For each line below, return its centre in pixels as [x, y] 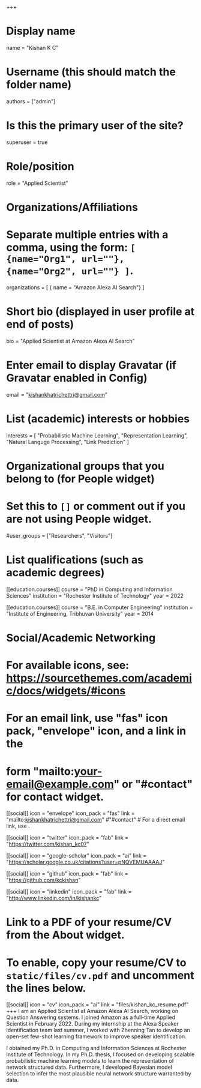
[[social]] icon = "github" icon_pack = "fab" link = [67, 874]
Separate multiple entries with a [87, 235]
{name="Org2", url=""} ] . [70, 271]
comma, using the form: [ [71, 248]
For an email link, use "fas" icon [87, 718]
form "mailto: [40, 771]
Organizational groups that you [85, 466]
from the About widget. [65, 935]
